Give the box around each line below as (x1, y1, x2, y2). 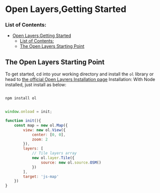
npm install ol (5, 96, 37, 101)
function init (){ (5, 118, 41, 123)
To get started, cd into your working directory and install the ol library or (5, 71, 154, 77)
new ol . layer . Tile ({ (31, 155, 75, 160)
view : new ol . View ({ (23, 127, 66, 132)
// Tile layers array (31, 151, 77, 156)
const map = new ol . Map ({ (14, 122, 68, 128)
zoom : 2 (31, 136, 48, 142)
